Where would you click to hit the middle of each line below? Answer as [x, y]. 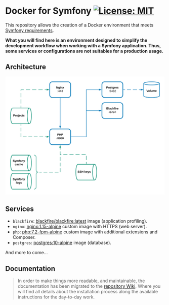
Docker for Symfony [49, 11]
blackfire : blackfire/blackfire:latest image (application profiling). [80, 221]
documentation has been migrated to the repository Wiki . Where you [89, 286]
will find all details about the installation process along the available [88, 291]
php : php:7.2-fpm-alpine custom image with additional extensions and [85, 232]
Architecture [26, 67]
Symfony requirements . [30, 30]
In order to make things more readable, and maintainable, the [81, 281]
